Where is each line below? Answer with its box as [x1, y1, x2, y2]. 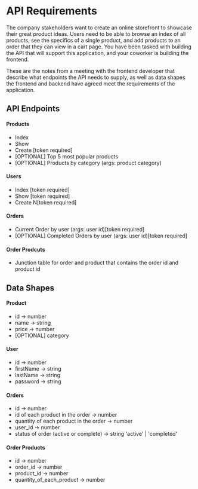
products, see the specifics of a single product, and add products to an [6, 36, 181, 44]
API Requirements [6, 4, 97, 18]
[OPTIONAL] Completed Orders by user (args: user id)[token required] [14, 232, 188, 239]
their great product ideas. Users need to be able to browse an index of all [6, 30, 186, 37]
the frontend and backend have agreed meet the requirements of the [6, 80, 175, 87]
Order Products [6, 444, 45, 451]
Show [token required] [14, 192, 70, 200]
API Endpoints [6, 103, 60, 114]
